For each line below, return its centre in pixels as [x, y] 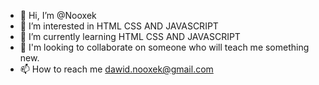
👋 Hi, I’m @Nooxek [58, 15]
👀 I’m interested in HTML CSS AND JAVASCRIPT [119, 26]
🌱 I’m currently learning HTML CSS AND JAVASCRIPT [130, 36]
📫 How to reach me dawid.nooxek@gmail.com [116, 69]
